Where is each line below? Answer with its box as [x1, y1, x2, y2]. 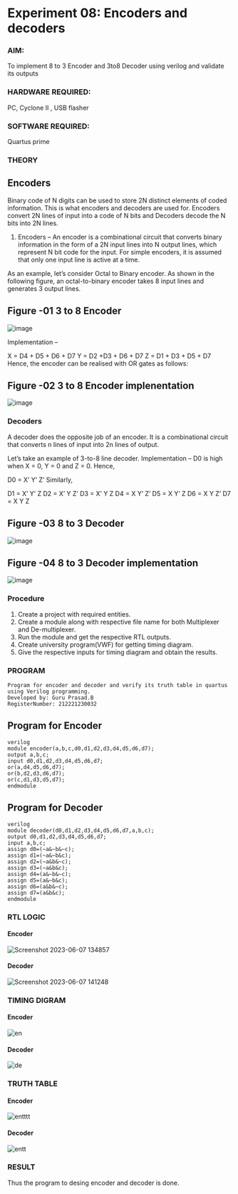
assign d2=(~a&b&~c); [7, 858, 72, 865]
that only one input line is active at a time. [17, 255, 140, 264]
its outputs [7, 69, 39, 78]
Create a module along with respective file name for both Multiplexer [17, 617, 219, 626]
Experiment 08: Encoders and [7, 5, 187, 21]
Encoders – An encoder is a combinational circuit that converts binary [17, 232, 222, 241]
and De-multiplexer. [17, 625, 76, 634]
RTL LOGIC [7, 912, 46, 922]
